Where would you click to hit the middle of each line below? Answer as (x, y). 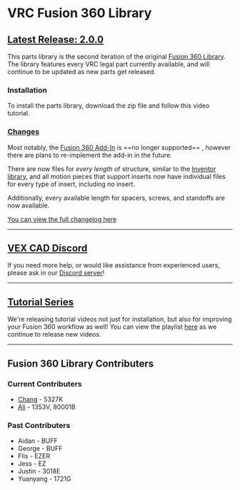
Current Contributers (45, 384)
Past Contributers (39, 425)
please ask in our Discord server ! (56, 273)
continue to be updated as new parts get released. (81, 72)
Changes (24, 132)
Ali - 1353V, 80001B (47, 407)
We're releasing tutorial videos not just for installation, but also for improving (120, 320)
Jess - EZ (32, 464)
